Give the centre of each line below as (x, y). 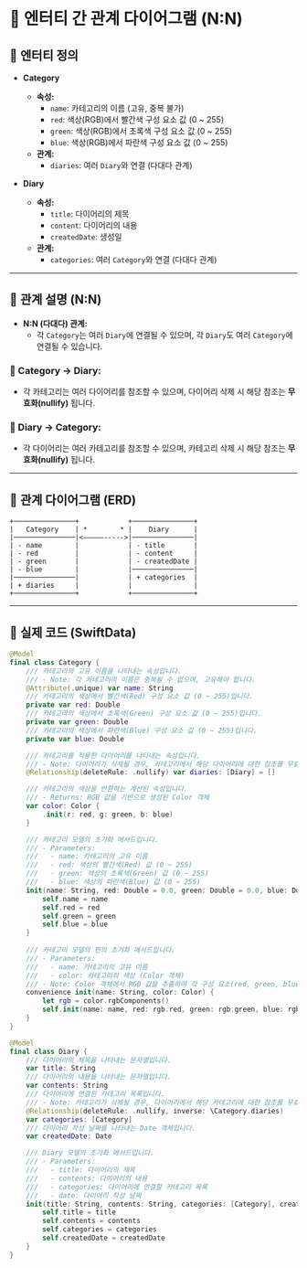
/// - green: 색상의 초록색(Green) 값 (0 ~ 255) (117, 874)
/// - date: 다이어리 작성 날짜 (84, 1195)
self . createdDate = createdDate (104, 1238)
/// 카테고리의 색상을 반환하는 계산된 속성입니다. (107, 789)
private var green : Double (77, 722)
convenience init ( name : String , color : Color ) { (120, 993)
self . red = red (71, 907)
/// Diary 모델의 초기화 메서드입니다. (90, 1153)
